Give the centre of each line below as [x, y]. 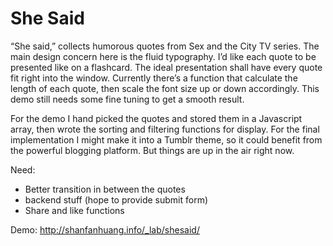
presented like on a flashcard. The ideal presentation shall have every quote [166, 67]
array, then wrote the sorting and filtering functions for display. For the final [165, 129]
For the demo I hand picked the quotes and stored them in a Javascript [156, 118]
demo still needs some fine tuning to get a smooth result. [127, 99]
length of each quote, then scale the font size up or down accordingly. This [165, 88]
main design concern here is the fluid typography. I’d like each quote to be [163, 56]
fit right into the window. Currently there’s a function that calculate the [154, 78]
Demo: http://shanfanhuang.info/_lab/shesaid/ [105, 229]
